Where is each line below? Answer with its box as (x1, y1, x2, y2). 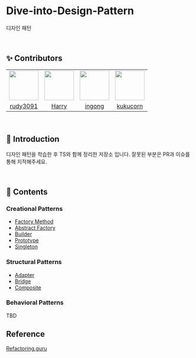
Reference (6, 329, 45, 339)
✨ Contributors (6, 53, 63, 63)
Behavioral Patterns (6, 298, 64, 307)
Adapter (14, 271, 35, 278)
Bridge (14, 278, 31, 285)
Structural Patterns (6, 258, 62, 266)
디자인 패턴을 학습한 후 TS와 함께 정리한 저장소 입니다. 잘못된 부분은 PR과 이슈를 (6, 151, 190, 158)
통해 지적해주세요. (6, 158, 48, 165)
